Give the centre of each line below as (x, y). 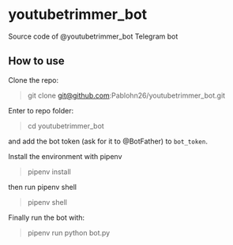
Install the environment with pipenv (65, 156)
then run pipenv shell (43, 187)
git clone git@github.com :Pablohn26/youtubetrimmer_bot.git (126, 95)
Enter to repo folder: (41, 110)
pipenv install (49, 172)
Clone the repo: (34, 80)
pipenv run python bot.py (69, 232)
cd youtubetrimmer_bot (66, 126)
